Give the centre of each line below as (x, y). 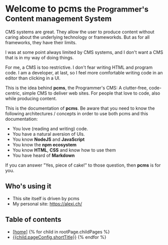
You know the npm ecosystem (45, 144)
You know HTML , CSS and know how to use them (64, 150)
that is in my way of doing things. (39, 57)
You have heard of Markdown (44, 155)
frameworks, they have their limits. (41, 42)
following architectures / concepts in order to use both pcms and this (77, 113)
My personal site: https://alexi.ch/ (47, 204)
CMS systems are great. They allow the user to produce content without (80, 32)
